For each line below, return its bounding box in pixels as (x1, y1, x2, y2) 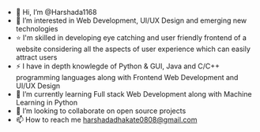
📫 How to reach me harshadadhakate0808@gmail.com (15, 115, 198, 124)
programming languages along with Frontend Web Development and (15, 73, 239, 82)
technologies (15, 24, 58, 33)
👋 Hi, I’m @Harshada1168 (15, 8, 97, 16)
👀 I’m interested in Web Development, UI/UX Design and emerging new (15, 16, 247, 25)
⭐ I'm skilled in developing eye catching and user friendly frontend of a (15, 33, 247, 42)
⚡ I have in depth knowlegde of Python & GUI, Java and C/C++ (15, 61, 220, 71)
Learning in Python (15, 98, 77, 107)
